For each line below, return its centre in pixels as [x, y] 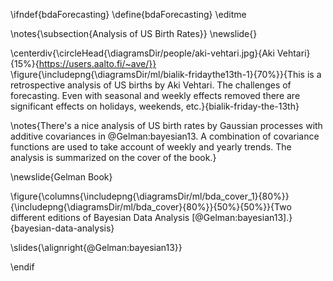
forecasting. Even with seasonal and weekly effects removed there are [155, 95]
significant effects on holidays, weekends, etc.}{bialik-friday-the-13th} [155, 106]
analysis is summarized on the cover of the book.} [113, 157]
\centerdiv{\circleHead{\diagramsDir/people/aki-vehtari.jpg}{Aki [142, 53]
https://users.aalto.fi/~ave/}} [97, 63]
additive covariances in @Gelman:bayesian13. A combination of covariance [165, 136]
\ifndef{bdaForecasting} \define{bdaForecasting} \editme [128, 14]
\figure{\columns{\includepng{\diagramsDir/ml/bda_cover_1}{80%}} [150, 196]
